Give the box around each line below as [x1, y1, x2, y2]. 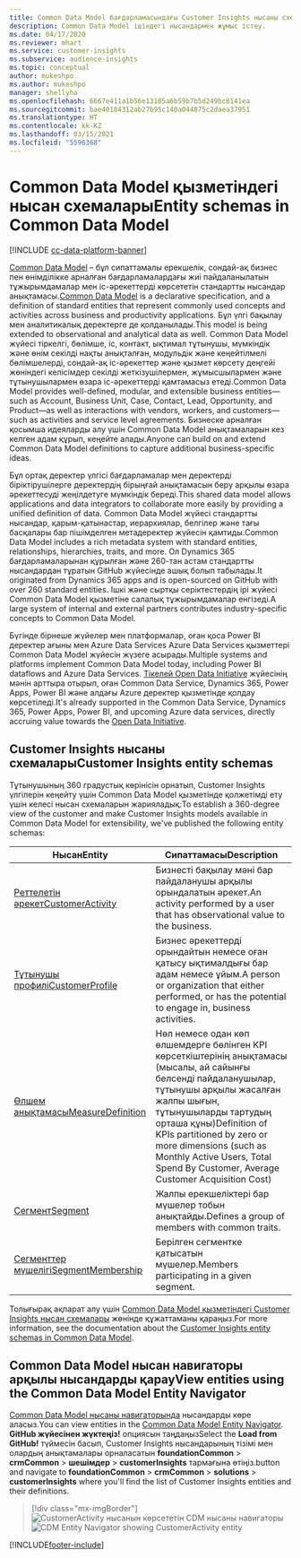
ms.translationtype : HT [9, 113, 99, 122]
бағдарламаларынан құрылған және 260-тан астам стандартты [9, 555, 254, 566]
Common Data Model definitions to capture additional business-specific [9, 443, 275, 454]
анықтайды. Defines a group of [155, 1209, 285, 1222]
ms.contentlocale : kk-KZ [9, 122, 102, 131]
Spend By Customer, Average [155, 1162, 280, 1174]
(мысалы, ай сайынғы [155, 1060, 251, 1073]
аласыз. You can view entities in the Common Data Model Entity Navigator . [9, 1419, 284, 1430]
